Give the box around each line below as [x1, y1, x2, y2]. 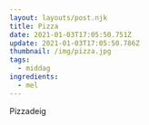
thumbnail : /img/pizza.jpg [9, 47, 112, 56]
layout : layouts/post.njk [9, 13, 107, 23]
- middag [17, 64, 51, 73]
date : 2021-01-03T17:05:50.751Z [9, 30, 132, 39]
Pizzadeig [9, 105, 47, 116]
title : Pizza [9, 22, 59, 31]
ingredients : [9, 72, 59, 82]
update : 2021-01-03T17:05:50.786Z [9, 38, 141, 48]
